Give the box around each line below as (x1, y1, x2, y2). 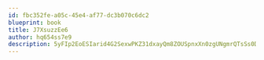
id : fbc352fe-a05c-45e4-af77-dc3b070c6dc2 (8, 11, 149, 19)
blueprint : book (8, 19, 61, 26)
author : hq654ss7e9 (8, 33, 72, 41)
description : (8, 41, 51, 48)
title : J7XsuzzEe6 (8, 26, 68, 34)
